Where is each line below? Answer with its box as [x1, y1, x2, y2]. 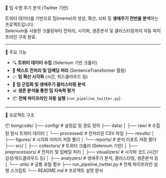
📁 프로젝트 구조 [5, 112, 35, 118]
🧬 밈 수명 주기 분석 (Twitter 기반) [5, 5, 69, 10]
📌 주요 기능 [5, 49, 27, 55]
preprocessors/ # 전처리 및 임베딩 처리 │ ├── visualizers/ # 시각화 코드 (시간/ [5, 149, 159, 155]
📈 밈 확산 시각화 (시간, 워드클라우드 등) [12, 74, 88, 79]
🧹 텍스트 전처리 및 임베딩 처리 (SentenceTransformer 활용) [12, 67, 126, 73]
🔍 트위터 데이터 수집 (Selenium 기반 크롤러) [12, 59, 98, 65]
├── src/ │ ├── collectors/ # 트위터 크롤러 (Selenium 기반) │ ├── [5, 143, 138, 148]
